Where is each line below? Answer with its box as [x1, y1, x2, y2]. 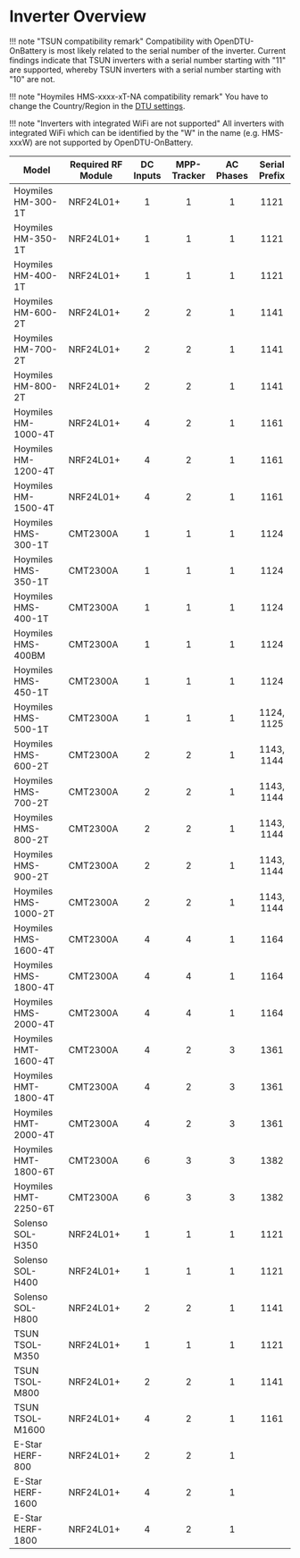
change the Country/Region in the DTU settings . [9, 100, 186, 111]
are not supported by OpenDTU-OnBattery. [34, 137, 194, 147]
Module [79, 169, 113, 181]
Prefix [258, 169, 286, 181]
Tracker [171, 169, 205, 181]
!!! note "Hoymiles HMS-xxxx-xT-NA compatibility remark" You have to [9, 91, 269, 102]
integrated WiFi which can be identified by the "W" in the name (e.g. [9, 127, 261, 138]
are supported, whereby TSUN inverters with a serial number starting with [9, 64, 281, 75]
